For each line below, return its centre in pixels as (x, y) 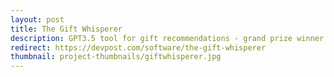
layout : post (37, 19)
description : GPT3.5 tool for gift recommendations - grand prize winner (167, 38)
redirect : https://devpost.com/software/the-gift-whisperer (138, 47)
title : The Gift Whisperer (66, 29)
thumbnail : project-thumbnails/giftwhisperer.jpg (116, 57)
